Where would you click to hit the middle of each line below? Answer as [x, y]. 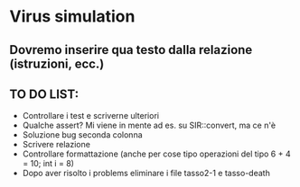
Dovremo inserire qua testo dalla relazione [131, 50]
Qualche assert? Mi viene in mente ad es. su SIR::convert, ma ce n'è [149, 125]
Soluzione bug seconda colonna [82, 135]
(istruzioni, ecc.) [57, 63]
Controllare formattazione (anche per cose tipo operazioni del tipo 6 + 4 [156, 154]
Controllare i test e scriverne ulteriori [91, 116]
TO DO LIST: [44, 94]
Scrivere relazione [56, 145]
